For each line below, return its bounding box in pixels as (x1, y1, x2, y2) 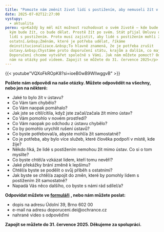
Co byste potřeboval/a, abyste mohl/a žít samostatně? (12, 131, 121, 137)
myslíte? (12, 152, 29, 158)
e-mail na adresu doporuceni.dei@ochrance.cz (12, 207, 107, 213)
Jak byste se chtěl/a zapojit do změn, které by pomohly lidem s (12, 172, 139, 178)
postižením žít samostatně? (12, 178, 67, 184)
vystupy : (5, 16, 23, 21)
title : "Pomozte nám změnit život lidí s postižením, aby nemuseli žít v (5, 7, 159, 12)
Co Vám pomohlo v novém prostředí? (12, 115, 87, 121)
